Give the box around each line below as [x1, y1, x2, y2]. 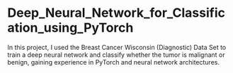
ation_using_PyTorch [7, 20, 134, 36]
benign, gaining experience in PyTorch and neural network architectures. [7, 58, 220, 66]
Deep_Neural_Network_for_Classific [7, 5, 225, 21]
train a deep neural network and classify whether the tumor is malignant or [7, 51, 225, 59]
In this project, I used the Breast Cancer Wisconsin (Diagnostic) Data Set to [7, 43, 227, 51]
